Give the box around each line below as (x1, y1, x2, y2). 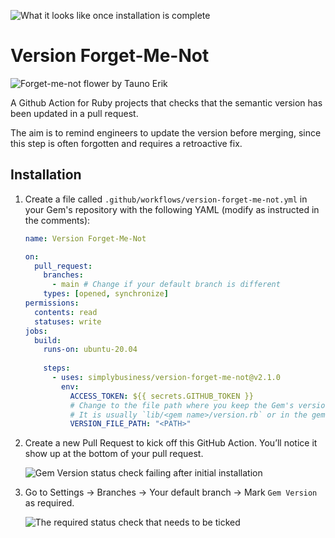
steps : (43, 363, 71, 374)
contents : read (34, 307, 98, 317)
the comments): (24, 214, 91, 226)
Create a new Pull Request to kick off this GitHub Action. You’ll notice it (24, 437, 318, 449)
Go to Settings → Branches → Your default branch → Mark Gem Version (24, 486, 318, 499)
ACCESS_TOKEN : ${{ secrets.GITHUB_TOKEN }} (69, 391, 254, 401)
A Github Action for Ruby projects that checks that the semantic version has (10, 96, 323, 109)
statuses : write (34, 316, 102, 327)
